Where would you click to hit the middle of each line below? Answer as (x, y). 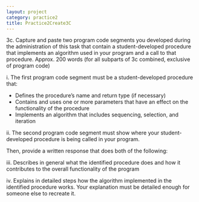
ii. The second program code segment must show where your (83, 133)
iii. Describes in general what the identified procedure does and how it (93, 163)
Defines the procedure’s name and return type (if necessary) (90, 96)
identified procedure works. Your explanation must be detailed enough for (98, 187)
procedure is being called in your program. (87, 139)
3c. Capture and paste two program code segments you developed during (99, 40)
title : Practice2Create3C (39, 23)
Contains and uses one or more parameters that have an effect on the (102, 102)
